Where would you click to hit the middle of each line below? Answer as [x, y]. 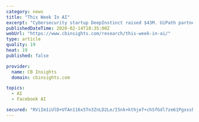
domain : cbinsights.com [41, 78]
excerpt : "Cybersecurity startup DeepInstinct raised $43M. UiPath [91, 23]
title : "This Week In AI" [38, 17]
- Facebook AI [29, 99]
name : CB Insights [34, 72]
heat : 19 [17, 50]
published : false [28, 56]
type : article [24, 39]
